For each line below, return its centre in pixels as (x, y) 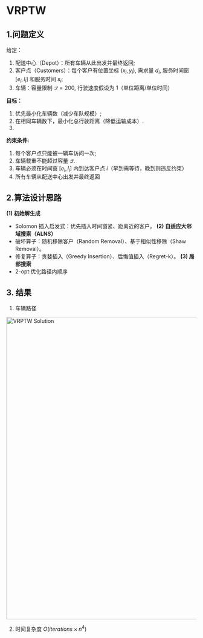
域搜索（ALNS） (36, 234)
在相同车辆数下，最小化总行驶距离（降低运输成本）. (79, 121)
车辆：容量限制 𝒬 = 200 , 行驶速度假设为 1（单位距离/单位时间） (94, 88)
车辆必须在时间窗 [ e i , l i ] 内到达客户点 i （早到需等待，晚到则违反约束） (101, 169)
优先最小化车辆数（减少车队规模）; (58, 113)
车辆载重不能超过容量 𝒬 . (45, 160)
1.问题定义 (25, 34)
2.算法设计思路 (34, 197)
